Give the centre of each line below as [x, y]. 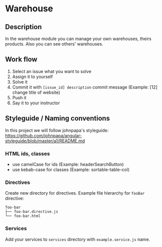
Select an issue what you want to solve [52, 71]
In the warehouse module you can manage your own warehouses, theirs [78, 39]
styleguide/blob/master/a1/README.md [45, 141]
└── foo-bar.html [23, 216]
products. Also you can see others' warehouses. [54, 44]
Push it [19, 97]
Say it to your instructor [36, 103]
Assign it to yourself [32, 77]
